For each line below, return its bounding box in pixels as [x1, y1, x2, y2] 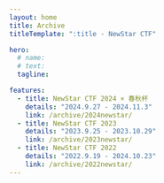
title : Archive [9, 21, 66, 30]
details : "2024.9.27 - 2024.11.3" [25, 103, 152, 111]
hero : [9, 45, 29, 54]
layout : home [9, 12, 58, 22]
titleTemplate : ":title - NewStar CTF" [9, 29, 157, 38]
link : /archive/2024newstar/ [25, 111, 133, 119]
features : [9, 86, 46, 95]
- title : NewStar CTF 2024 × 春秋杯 [17, 94, 149, 103]
